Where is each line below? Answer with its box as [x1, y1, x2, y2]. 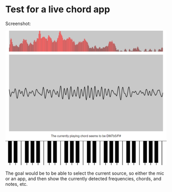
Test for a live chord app [5, 4, 110, 15]
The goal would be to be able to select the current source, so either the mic [5, 170, 164, 177]
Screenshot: [5, 20, 31, 27]
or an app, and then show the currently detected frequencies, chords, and [5, 176, 162, 182]
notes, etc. [5, 181, 28, 187]
